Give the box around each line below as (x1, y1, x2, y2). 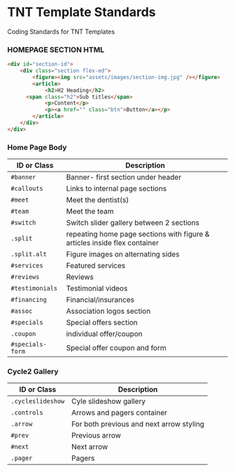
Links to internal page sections (66, 183, 167, 193)
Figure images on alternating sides (66, 249, 180, 259)
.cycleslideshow (10, 397, 65, 405)
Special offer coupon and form (66, 343, 166, 353)
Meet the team (66, 207, 114, 216)
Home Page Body (7, 142, 67, 152)
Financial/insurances (66, 295, 135, 305)
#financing (10, 296, 47, 304)
